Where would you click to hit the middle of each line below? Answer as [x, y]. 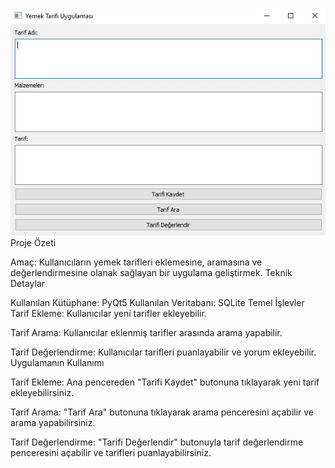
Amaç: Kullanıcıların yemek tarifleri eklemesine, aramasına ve [136, 262]
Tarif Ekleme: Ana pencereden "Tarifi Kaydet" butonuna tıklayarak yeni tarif [165, 382]
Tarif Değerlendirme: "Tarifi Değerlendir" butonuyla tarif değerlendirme [157, 442]
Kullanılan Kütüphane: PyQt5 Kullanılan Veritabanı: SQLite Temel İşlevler [157, 302]
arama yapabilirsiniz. [53, 422]
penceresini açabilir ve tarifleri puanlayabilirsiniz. [111, 452]
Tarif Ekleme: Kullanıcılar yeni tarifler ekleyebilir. [108, 313]
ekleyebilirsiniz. [42, 392]
